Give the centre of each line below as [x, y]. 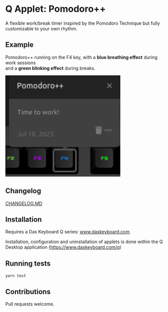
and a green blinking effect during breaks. [50, 68]
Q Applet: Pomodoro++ [56, 9]
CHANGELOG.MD [24, 203]
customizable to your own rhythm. [41, 28]
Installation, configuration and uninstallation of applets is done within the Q [84, 242]
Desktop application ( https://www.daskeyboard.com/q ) [64, 247]
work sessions [20, 63]
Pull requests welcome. [30, 304]
